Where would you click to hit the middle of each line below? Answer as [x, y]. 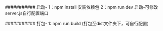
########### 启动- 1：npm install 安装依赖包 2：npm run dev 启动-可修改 [81, 7]
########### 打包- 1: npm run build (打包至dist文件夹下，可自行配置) [77, 23]
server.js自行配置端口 [27, 13]
